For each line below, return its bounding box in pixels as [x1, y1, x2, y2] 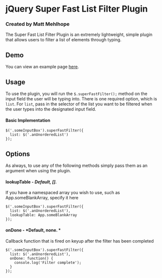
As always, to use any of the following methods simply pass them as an [5, 163, 148, 168]
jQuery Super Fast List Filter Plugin [5, 3, 148, 15]
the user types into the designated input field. [5, 106, 96, 112]
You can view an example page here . [5, 64, 79, 70]
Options [5, 149, 30, 158]
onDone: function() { [10, 256, 54, 261]
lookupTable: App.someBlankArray [10, 213, 77, 218]
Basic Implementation [5, 117, 50, 123]
